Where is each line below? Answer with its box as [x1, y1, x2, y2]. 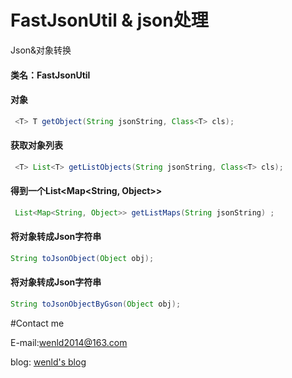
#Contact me [10, 317, 65, 329]
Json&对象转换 [10, 44, 72, 56]
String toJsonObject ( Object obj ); [10, 253, 155, 263]
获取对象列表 [10, 139, 63, 151]
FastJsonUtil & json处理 [10, 9, 209, 32]
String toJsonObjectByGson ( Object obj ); [10, 299, 182, 310]
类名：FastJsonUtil [10, 69, 91, 81]
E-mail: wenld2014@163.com [10, 336, 128, 348]
